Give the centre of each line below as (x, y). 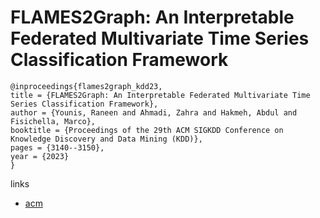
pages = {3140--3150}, (57, 147)
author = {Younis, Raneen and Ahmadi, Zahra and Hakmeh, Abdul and (154, 112)
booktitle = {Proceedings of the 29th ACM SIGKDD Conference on (147, 130)
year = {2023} (40, 156)
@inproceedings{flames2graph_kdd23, (86, 86)
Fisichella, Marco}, (53, 121)
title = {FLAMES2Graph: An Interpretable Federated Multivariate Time (160, 95)
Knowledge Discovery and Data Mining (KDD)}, (106, 139)
